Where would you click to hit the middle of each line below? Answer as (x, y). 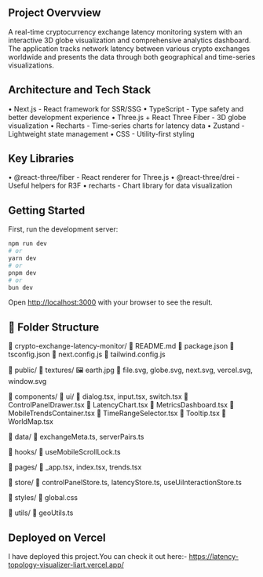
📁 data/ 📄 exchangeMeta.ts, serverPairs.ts (76, 437)
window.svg (27, 382)
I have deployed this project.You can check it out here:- (98, 556)
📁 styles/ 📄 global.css (43, 498)
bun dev (21, 287)
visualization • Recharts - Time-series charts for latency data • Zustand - (126, 126)
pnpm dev (22, 273)
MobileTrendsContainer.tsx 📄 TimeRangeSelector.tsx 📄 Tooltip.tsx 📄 (117, 413)
